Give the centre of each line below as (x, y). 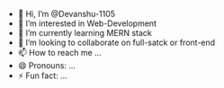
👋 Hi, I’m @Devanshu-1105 (66, 14)
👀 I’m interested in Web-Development (87, 23)
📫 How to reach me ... (59, 53)
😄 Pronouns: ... (47, 66)
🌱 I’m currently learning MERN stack (85, 33)
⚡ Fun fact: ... (42, 75)
